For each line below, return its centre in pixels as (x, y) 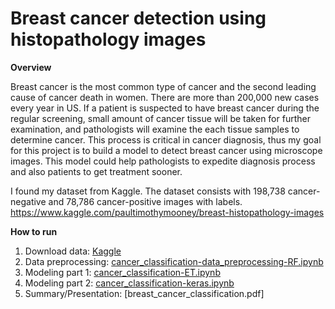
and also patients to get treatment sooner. (96, 171)
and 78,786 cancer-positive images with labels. (145, 201)
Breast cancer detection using (138, 18)
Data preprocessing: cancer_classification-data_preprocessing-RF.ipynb (174, 261)
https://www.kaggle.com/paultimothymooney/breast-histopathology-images (167, 212)
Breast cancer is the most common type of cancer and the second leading (163, 86)
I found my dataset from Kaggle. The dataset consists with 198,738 (148, 191)
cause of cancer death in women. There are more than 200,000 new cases (165, 97)
